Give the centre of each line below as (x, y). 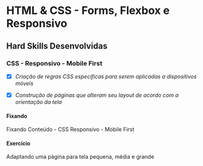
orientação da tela (38, 102)
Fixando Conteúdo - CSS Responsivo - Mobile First (70, 130)
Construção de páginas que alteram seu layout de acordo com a (97, 95)
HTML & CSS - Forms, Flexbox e (88, 11)
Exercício (18, 143)
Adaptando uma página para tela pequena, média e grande (80, 157)
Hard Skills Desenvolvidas (57, 46)
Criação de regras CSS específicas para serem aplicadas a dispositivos (106, 76)
